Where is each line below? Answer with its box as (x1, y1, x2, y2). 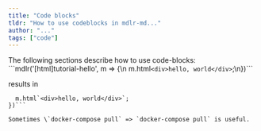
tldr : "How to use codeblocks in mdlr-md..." (8, 19, 161, 27)
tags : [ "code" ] (8, 33, 59, 42)
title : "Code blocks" (8, 11, 80, 20)
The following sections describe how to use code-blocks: (8, 56, 196, 65)
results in (8, 79, 38, 89)
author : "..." (8, 26, 56, 34)
